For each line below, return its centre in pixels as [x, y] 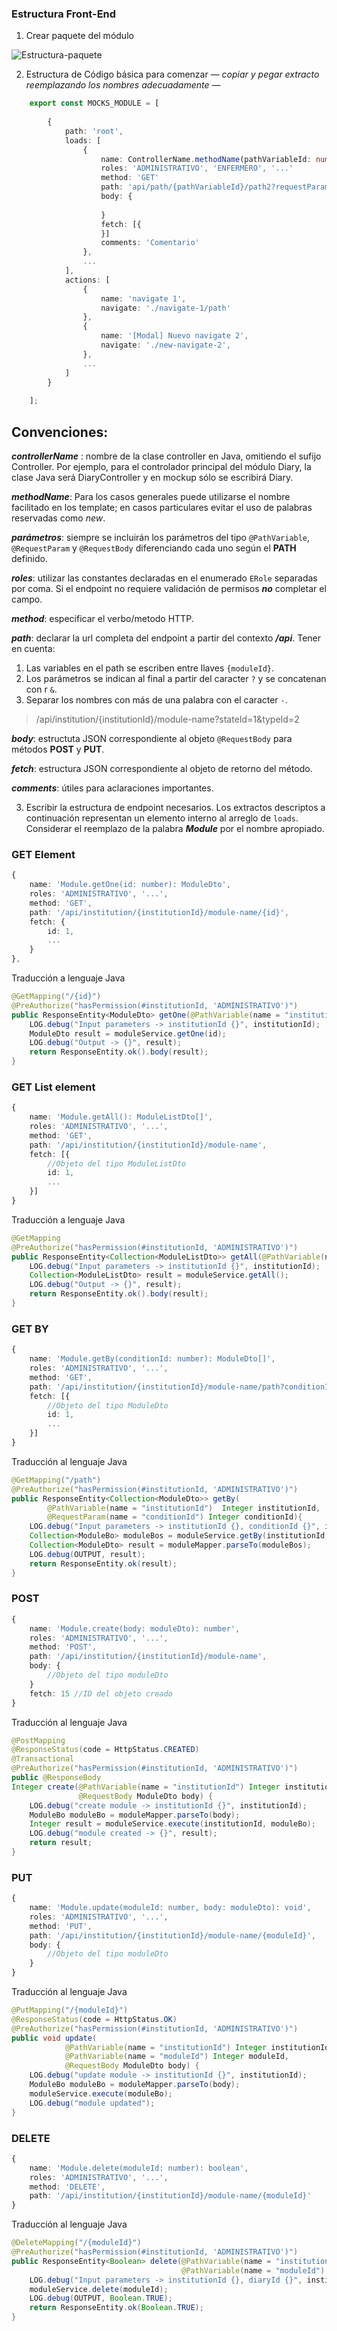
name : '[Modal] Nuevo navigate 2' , [174, 336]
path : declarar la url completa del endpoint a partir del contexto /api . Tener [166, 638]
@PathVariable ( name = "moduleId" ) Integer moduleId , [176, 2057]
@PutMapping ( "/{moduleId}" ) [70, 2010]
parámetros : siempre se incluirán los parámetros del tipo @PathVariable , [161, 537]
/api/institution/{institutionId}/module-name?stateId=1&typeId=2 [167, 719]
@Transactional [43, 1759]
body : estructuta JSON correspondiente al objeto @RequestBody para [152, 738]
